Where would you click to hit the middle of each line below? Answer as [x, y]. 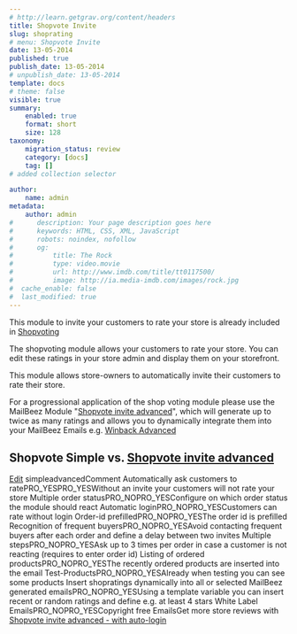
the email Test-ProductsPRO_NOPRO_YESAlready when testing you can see [147, 573]
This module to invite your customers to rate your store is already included [145, 322]
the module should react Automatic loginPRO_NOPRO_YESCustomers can [143, 507]
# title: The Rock [61, 256]
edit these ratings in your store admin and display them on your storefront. [145, 358]
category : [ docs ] [57, 157]
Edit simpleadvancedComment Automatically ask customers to [123, 479]
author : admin [51, 214]
